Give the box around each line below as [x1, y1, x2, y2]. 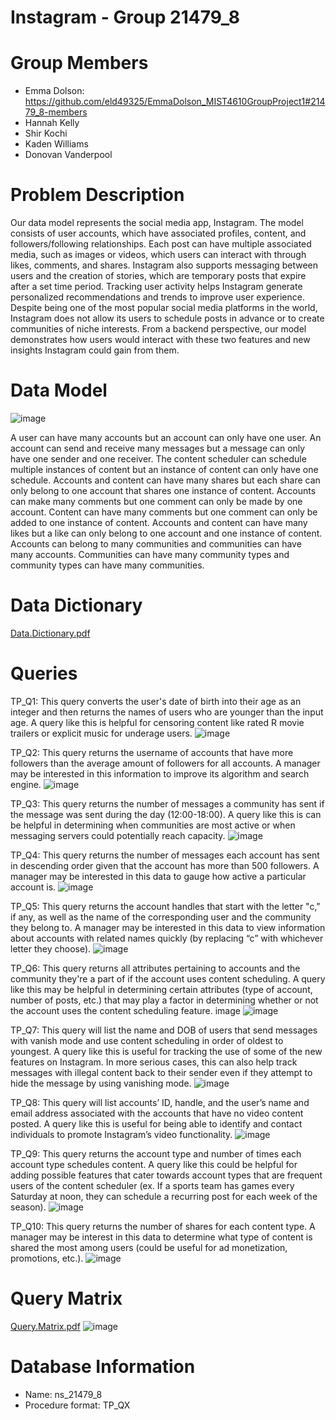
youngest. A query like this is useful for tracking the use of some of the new [10, 1045, 323, 1057]
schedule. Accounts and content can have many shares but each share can [10, 474, 321, 486]
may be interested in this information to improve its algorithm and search [10, 767, 310, 780]
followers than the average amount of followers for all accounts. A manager [10, 757, 321, 769]
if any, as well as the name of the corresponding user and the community [10, 911, 312, 923]
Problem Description [10, 184, 185, 206]
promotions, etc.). [10, 1252, 84, 1264]
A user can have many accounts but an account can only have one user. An [10, 432, 322, 443]
